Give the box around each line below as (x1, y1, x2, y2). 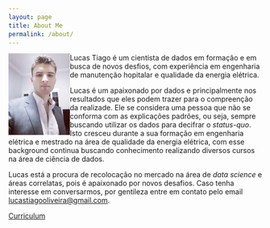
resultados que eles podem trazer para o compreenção (69, 94, 253, 104)
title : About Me (8, 21, 63, 30)
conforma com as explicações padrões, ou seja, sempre (69, 111, 256, 121)
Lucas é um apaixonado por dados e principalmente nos (69, 85, 256, 96)
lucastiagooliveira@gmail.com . (8, 196, 110, 205)
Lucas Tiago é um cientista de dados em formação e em (69, 53, 257, 63)
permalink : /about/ (8, 30, 74, 38)
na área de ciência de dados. (8, 154, 105, 164)
